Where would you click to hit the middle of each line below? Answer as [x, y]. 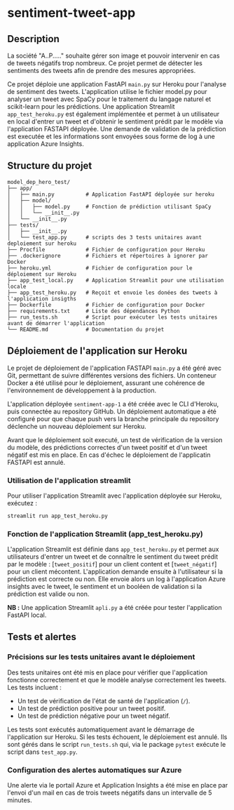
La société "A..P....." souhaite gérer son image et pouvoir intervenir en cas [113, 55]
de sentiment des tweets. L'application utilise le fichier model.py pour [108, 92]
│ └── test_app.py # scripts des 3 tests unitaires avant [104, 237]
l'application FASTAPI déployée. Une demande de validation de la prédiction [117, 129]
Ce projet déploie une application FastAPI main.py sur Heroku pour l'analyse [117, 84]
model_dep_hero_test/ [39, 182]
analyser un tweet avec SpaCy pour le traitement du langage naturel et [109, 99]
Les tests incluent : [34, 687]
